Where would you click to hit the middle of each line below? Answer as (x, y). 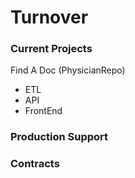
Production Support (59, 137)
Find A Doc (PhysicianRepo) (68, 70)
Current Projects (51, 49)
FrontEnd (43, 111)
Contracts (35, 164)
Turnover (49, 17)
